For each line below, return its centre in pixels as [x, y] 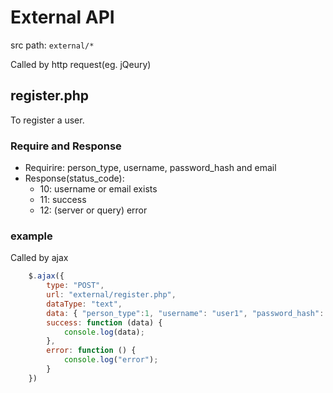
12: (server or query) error [93, 210]
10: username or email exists [98, 189]
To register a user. [47, 120]
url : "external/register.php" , [111, 295]
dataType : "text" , [84, 304]
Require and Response [66, 146]
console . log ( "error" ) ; [111, 360]
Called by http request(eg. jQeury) [81, 64]
